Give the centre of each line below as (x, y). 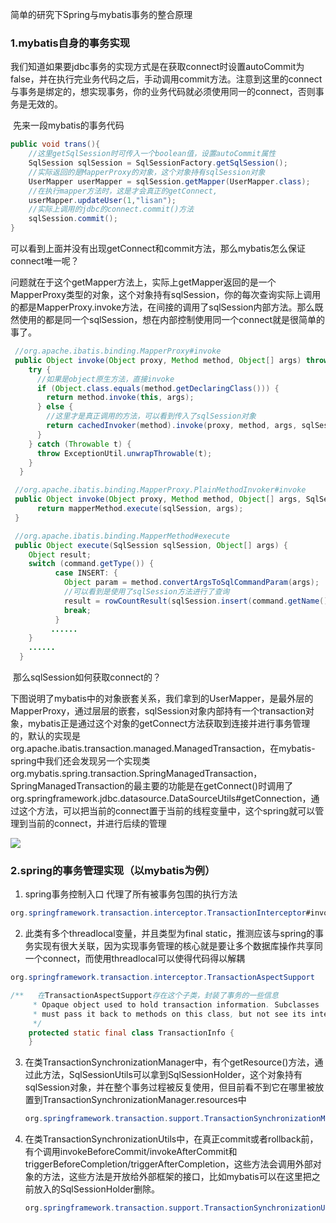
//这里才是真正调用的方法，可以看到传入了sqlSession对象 (151, 416)
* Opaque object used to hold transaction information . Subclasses (176, 1004)
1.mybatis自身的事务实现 (70, 43)
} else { (55, 407)
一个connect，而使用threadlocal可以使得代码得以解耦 (135, 959)
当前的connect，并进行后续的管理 (97, 824)
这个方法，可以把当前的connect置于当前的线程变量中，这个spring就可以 (167, 811)
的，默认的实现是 (45, 736)
